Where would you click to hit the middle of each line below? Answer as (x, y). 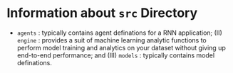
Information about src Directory (102, 13)
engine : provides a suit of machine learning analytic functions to (112, 40)
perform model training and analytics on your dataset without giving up (121, 47)
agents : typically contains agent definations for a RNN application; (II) (119, 33)
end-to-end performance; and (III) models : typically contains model (116, 55)
